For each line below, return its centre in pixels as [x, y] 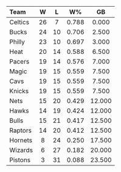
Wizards [21, 150]
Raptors [21, 131]
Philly [17, 42]
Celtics [19, 22]
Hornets [21, 140]
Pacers [19, 61]
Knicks [19, 91]
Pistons [20, 160]
